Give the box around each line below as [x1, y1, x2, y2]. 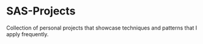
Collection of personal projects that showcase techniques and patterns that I [6, 24, 198, 31]
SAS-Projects [6, 4, 76, 18]
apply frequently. [6, 30, 49, 37]
